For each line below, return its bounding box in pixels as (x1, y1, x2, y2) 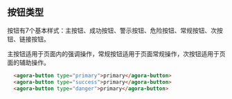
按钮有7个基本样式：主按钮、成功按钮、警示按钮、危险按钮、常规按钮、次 (7, 26, 217, 35)
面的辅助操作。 (7, 58, 50, 66)
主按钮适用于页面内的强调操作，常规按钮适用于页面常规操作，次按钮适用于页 (7, 49, 226, 57)
